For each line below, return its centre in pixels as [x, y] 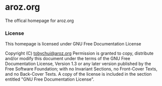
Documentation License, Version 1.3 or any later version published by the [78, 64]
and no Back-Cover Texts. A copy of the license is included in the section [78, 74]
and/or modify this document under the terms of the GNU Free [68, 59]
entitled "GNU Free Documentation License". [50, 79]
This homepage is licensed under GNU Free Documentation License [73, 44]
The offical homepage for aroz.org [39, 21]
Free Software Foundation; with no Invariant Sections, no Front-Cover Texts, [81, 69]
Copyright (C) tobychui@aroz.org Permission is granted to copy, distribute [80, 53]
